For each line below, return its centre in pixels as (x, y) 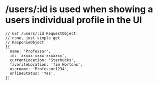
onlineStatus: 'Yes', (33, 73)
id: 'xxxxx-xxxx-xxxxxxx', (38, 56)
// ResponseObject (25, 42)
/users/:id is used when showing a (79, 9)
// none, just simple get (33, 38)
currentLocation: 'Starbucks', (43, 60)
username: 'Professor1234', (40, 69)
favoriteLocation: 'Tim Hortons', (46, 64)
